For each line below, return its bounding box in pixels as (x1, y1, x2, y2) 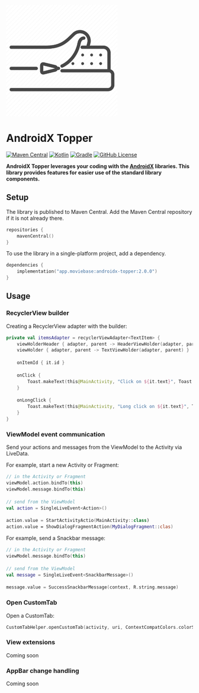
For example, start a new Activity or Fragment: (6, 461, 120, 469)
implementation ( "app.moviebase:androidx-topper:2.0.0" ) (17, 268, 158, 274)
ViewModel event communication (6, 430, 105, 438)
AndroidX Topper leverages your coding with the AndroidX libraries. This (6, 162, 190, 170)
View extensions (6, 638, 55, 647)
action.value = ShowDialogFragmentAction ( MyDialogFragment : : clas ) (6, 524, 174, 530)
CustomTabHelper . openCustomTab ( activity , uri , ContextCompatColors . (6, 624, 179, 630)
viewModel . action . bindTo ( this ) (6, 480, 84, 486)
